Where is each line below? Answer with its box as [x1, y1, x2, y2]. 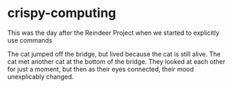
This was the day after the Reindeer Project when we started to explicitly [7, 28, 220, 37]
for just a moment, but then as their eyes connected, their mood [7, 65, 194, 73]
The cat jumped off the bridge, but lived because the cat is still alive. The [7, 50, 221, 58]
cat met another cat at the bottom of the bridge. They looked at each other [7, 57, 226, 65]
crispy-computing [7, 5, 116, 21]
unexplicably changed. [7, 72, 74, 81]
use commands [7, 35, 53, 44]
